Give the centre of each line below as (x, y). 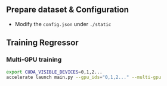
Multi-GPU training (34, 60)
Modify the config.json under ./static (63, 24)
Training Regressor (42, 43)
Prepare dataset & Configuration (68, 10)
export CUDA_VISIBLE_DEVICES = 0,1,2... (54, 72)
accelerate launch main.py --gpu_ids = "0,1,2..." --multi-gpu (84, 77)
